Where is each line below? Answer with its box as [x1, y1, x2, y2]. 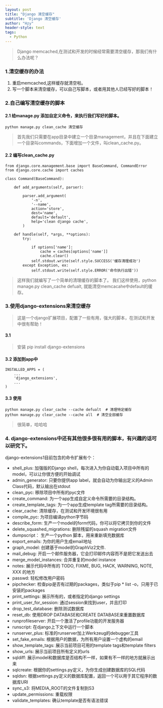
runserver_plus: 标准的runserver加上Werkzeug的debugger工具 [12, 630, 139, 636]
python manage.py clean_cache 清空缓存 [5, 125, 83, 130]
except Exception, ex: [22, 263, 69, 268]
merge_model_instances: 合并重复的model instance [12, 556, 116, 563]
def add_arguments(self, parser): [14, 184, 84, 190]
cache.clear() [40, 253, 69, 258]
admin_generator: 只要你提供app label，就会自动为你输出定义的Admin [12, 477, 153, 483]
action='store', [31, 206, 64, 211]
